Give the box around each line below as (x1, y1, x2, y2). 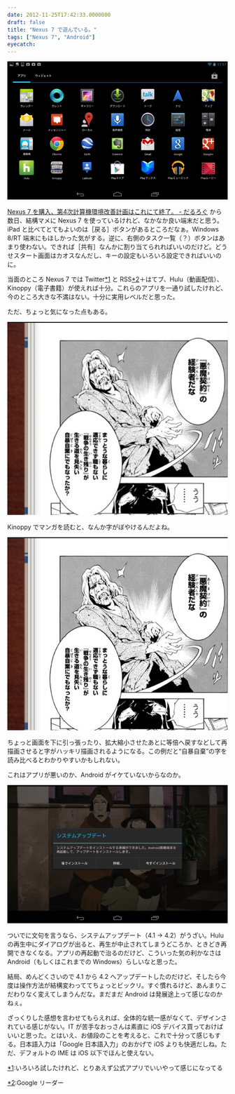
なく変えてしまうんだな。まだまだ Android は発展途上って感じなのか (25, 989, 223, 998)
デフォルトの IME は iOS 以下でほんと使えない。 (19, 1048, 158, 1057)
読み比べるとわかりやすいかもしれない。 (7, 755, 124, 764)
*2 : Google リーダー (7, 1078, 64, 1087)
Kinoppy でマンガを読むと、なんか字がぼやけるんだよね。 (7, 523, 173, 531)
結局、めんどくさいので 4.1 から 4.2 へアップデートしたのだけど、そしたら (7, 972, 220, 980)
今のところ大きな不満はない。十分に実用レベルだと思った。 (7, 293, 179, 301)
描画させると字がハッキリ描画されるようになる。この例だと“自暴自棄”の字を (7, 747, 227, 755)
